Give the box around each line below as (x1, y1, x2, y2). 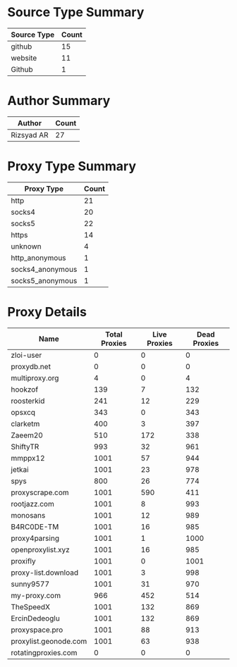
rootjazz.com (11, 499, 54, 509)
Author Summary (7, 93, 111, 109)
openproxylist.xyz (11, 544, 71, 554)
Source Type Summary (7, 4, 145, 20)
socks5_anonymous (11, 275, 78, 285)
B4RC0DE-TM (11, 522, 59, 532)
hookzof (11, 385, 39, 394)
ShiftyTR (11, 442, 39, 451)
